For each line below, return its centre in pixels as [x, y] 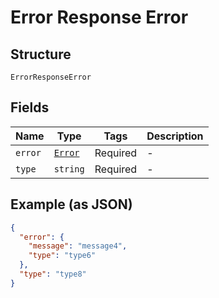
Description [175, 136]
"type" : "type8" [53, 274]
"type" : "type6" [62, 256]
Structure [41, 54]
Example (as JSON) [71, 204]
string [69, 169]
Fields [30, 107]
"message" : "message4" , [78, 246]
